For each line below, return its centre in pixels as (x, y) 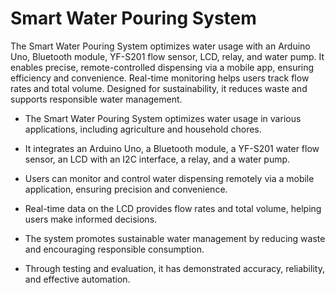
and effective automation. (77, 279)
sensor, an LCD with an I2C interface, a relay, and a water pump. (157, 159)
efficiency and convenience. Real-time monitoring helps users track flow (160, 78)
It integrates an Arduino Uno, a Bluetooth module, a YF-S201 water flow (172, 148)
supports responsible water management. (96, 99)
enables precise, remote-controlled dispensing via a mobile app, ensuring (162, 67)
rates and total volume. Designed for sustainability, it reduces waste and (159, 88)
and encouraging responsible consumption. (114, 249)
